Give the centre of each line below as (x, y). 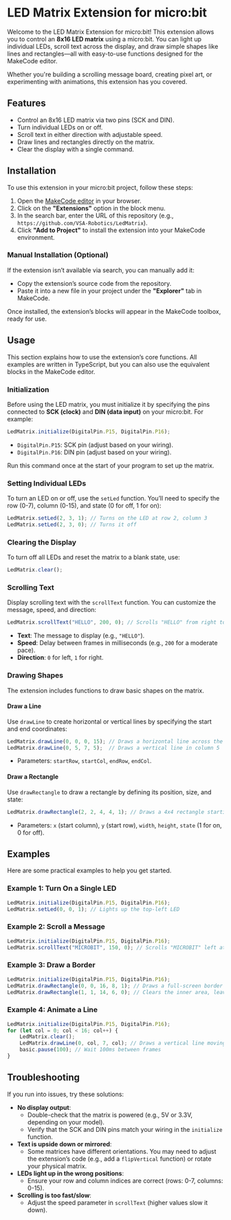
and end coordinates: (37, 728)
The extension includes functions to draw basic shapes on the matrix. (106, 691)
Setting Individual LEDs (47, 483)
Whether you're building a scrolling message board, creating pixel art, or (110, 74)
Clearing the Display (42, 542)
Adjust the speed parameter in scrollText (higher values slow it (118, 1202)
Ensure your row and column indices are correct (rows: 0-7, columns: (125, 1180)
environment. (36, 237)
